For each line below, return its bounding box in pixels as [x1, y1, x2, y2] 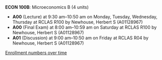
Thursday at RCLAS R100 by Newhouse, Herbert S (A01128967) [12, 19, 143, 25]
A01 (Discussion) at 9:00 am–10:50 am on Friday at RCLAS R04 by [12, 35, 149, 41]
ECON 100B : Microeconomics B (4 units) [5, 4, 89, 10]
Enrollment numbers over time [5, 50, 67, 56]
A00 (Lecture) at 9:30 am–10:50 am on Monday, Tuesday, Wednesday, [12, 14, 158, 19]
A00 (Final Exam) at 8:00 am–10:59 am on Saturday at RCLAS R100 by [12, 24, 157, 30]
